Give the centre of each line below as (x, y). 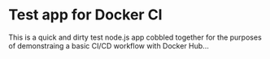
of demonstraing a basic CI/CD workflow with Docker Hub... (109, 45)
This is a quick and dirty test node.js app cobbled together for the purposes (135, 37)
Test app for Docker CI (85, 15)
